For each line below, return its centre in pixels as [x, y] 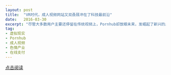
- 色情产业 [15, 48]
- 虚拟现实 [15, 33]
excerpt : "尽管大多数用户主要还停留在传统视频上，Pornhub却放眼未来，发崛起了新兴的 [85, 24]
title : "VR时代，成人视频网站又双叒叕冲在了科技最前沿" [59, 15]
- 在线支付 [15, 52]
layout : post [19, 10]
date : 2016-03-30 [26, 19]
